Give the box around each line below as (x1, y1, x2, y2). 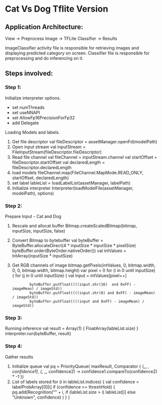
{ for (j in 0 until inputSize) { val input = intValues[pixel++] (12, 272, 127, 278)
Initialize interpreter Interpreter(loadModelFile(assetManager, (12, 185, 134, 191)
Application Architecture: (5, 23, 84, 31)
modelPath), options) (12, 190, 54, 196)
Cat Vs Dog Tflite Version (5, 3, 108, 15)
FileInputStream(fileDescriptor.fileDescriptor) (12, 149, 102, 155)
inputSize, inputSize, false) (12, 228, 65, 234)
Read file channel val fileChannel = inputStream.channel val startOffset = (12, 154, 158, 160)
